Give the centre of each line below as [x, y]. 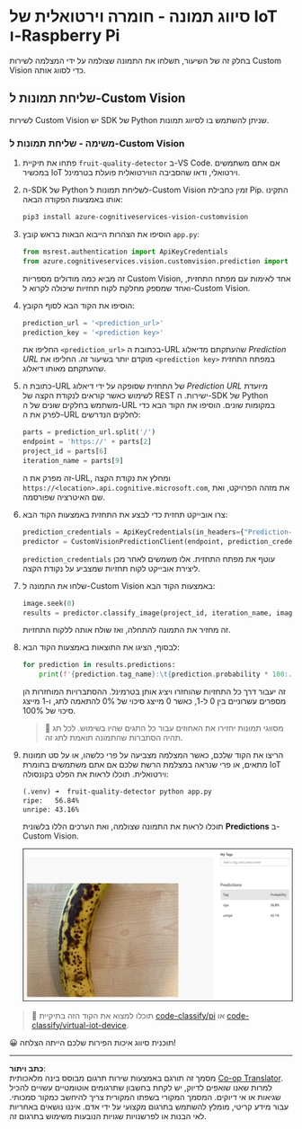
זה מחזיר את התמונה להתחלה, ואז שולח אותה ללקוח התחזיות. [126, 630]
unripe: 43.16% [51, 810]
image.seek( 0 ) [49, 603]
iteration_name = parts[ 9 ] [73, 461]
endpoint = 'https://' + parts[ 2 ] [87, 442]
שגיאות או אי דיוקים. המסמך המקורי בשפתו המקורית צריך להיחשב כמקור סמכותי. [145, 1097]
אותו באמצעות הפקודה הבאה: [72, 200]
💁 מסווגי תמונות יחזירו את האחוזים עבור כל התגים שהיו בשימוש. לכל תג [164, 728]
